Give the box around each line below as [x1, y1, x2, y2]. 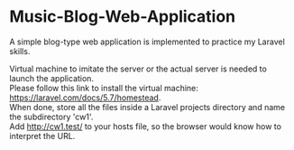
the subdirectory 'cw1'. [9, 111, 94, 122]
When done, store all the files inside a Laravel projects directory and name [9, 101, 286, 112]
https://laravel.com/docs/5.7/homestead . [9, 92, 161, 103]
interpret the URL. [9, 130, 76, 141]
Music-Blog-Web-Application [9, 6, 236, 27]
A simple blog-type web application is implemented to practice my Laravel [9, 36, 286, 47]
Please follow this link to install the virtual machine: [9, 82, 198, 93]
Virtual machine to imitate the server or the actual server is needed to [9, 63, 268, 74]
